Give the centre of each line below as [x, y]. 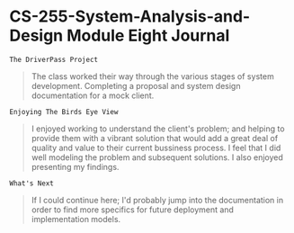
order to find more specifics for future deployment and [132, 210]
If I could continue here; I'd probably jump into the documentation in [157, 200]
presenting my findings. [75, 166]
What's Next [31, 183]
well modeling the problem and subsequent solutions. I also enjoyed [157, 157]
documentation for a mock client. [93, 95]
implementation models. [76, 219]
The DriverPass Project [54, 59]
